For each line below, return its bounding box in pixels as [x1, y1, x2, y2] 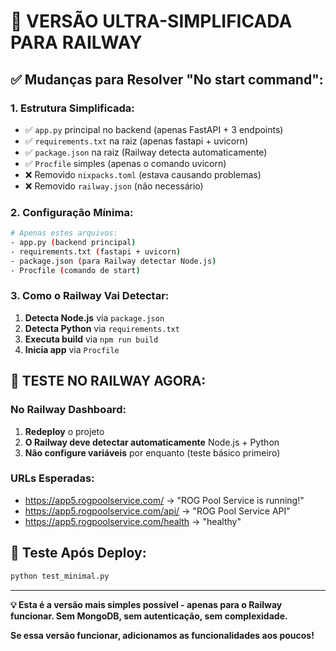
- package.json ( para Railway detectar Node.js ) [10, 256, 217, 266]
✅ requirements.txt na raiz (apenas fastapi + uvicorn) [24, 135, 249, 147]
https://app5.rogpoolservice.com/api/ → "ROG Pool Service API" [24, 505, 291, 517]
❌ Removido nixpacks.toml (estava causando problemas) [24, 168, 262, 180]
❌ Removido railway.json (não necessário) [24, 180, 204, 192]
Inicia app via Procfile [24, 343, 120, 355]
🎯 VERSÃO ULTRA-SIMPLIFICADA [10, 10, 293, 33]
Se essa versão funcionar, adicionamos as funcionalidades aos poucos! [10, 629, 315, 641]
